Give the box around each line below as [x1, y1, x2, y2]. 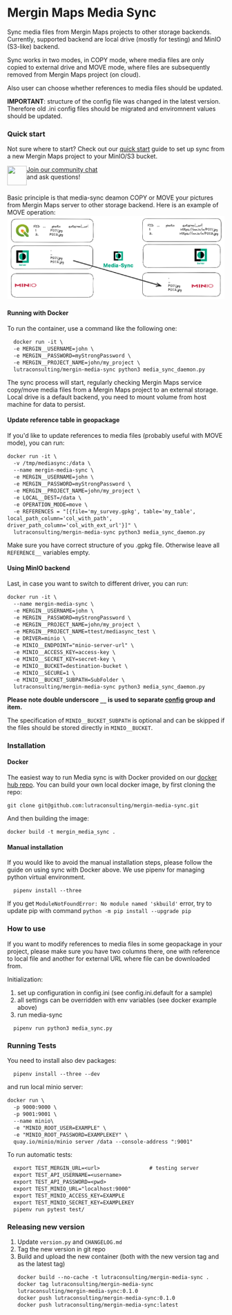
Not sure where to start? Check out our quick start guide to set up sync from [7, 145, 225, 153]
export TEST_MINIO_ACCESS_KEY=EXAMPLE [13, 1192, 126, 1199]
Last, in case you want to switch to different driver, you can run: [7, 579, 188, 588]
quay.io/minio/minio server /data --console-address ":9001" [13, 1138, 193, 1145]
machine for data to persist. [7, 400, 86, 408]
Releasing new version [7, 1222, 85, 1231]
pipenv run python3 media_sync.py [13, 1024, 113, 1032]
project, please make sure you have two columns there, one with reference [7, 947, 220, 955]
